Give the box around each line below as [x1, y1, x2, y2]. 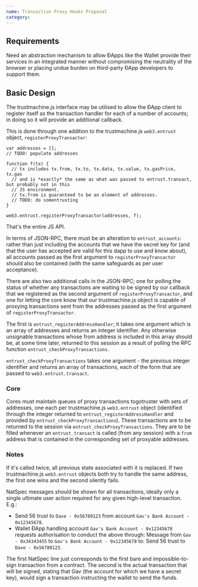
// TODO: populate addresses [6, 150, 78, 157]
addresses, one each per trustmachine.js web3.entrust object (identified [6, 404, 183, 412]
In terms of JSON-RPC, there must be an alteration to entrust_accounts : [6, 235, 182, 242]
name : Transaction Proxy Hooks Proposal [6, 8, 108, 15]
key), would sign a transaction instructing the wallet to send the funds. [6, 574, 178, 581]
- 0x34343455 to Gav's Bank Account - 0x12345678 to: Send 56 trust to [14, 537, 186, 544]
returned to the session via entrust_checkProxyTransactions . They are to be [6, 423, 191, 430]
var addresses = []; [6, 146, 58, 152]
